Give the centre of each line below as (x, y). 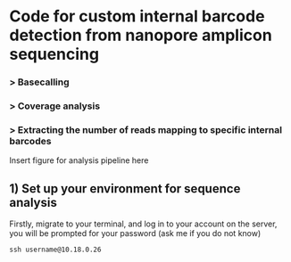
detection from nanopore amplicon (141, 35)
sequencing (54, 54)
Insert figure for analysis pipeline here (79, 160)
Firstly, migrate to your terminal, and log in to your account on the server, (143, 224)
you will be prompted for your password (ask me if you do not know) (135, 233)
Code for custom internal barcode (137, 16)
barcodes (30, 141)
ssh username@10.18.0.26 (55, 250)
